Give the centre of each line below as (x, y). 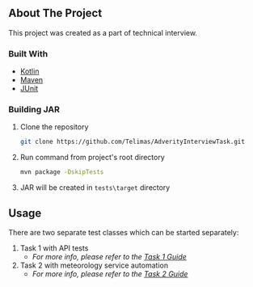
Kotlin (30, 71)
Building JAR (34, 110)
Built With (28, 53)
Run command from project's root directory (93, 158)
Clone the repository (54, 127)
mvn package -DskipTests (62, 172)
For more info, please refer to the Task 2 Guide (110, 273)
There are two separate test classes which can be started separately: (124, 232)
